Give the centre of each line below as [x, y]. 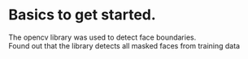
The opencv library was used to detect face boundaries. [102, 37]
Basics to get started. [82, 15]
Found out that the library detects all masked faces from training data [124, 45]
